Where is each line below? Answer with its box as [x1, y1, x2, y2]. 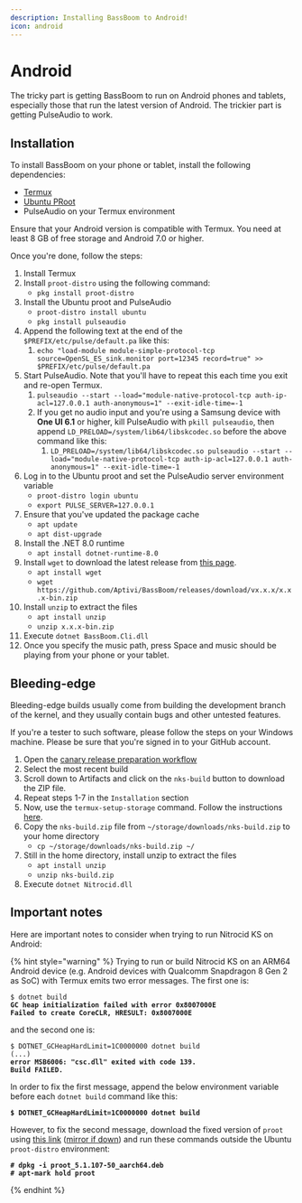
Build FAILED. [10, 1065, 64, 1075]
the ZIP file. [23, 783, 67, 794]
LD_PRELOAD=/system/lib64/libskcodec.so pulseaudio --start [50, 447, 281, 456]
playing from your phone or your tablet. [23, 649, 169, 660]
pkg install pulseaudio [36, 318, 127, 327]
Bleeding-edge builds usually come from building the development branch [10, 700, 287, 711]
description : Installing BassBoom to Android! [10, 13, 188, 23]
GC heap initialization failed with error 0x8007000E [10, 1000, 217, 1010]
